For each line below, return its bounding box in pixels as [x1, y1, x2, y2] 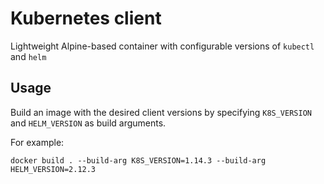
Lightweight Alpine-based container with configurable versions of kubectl [10, 40, 315, 52]
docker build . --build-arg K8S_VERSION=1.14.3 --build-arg [10, 155, 267, 166]
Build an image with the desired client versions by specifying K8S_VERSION [10, 106, 312, 118]
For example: [10, 136, 65, 148]
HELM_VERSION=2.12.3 [10, 164, 97, 174]
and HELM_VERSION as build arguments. [10, 117, 167, 129]
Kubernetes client [10, 7, 162, 30]
